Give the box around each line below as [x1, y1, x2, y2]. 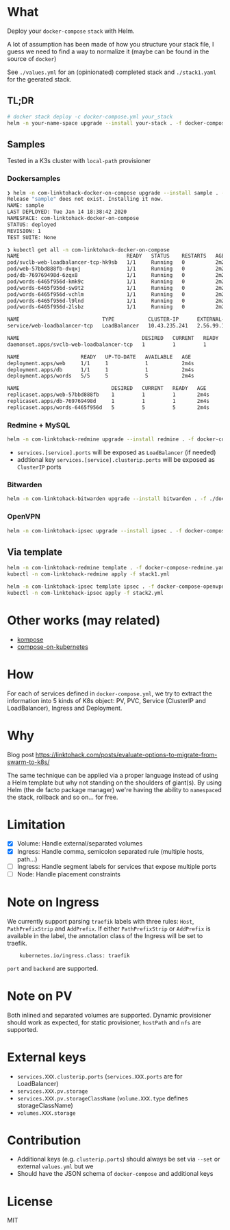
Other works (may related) [7, 613, 161, 628]
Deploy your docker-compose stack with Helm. [7, 27, 135, 35]
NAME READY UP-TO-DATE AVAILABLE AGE [7, 354, 192, 360]
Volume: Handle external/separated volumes [16, 839, 143, 848]
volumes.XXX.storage [16, 1109, 76, 1117]
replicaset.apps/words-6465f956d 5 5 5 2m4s [7, 404, 210, 411]
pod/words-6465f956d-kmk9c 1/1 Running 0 [7, 278, 186, 285]
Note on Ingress [7, 894, 99, 910]
